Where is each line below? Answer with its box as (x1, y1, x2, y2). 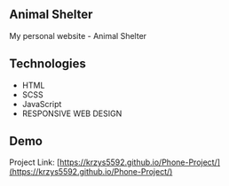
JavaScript (21, 98, 62, 109)
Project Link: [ (9, 157, 60, 167)
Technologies (9, 57, 87, 72)
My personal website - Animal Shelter (9, 30, 147, 41)
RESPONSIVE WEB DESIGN (21, 108, 122, 119)
